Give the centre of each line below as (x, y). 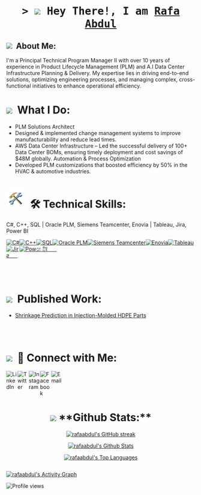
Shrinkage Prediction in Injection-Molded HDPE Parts (80, 316)
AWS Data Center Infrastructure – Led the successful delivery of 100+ (101, 146)
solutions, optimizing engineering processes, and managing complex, (92, 79)
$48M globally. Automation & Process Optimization (78, 158)
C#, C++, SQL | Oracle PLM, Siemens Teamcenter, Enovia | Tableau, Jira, (97, 225)
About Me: (36, 46)
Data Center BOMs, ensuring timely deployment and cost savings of (99, 152)
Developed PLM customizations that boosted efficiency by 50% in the (101, 165)
